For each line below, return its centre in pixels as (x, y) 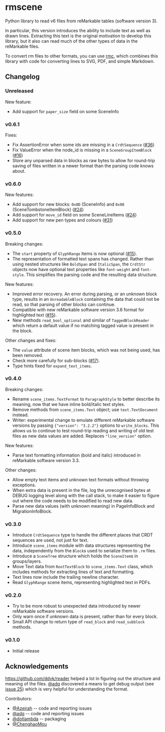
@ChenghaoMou (29, 724)
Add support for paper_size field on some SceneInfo (65, 111)
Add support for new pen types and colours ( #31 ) (62, 220)
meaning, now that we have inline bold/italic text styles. (68, 404)
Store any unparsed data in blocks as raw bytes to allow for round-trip (84, 160)
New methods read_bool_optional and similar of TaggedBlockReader (81, 320)
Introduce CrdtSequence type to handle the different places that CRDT (82, 535)
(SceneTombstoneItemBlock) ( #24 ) (48, 209)
